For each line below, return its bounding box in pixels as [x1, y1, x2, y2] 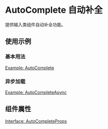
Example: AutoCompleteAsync [5, 89, 67, 95]
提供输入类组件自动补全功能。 [5, 22, 66, 27]
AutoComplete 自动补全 [5, 4, 103, 16]
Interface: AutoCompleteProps [5, 118, 67, 124]
